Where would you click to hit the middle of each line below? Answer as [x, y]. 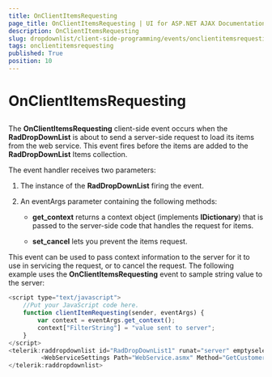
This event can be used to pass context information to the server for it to [130, 257]
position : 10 [30, 61]
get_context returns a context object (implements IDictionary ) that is [148, 217]
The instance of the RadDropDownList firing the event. [112, 186]
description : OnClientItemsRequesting [74, 31]
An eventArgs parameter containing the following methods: [119, 201]
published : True [36, 53]
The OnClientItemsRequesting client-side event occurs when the [118, 129]
